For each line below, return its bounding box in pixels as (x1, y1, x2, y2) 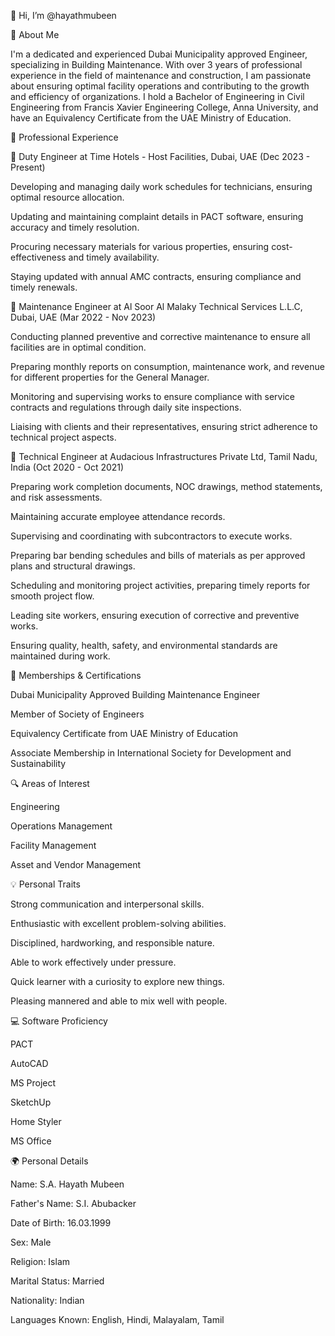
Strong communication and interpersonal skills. (10, 898, 205, 910)
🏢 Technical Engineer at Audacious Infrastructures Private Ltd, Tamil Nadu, (10, 451, 318, 462)
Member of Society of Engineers (10, 708, 145, 720)
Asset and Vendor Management (10, 859, 141, 870)
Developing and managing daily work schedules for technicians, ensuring (10, 181, 313, 192)
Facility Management (10, 840, 97, 851)
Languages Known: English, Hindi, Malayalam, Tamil (10, 1314, 225, 1325)
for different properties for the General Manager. (10, 371, 210, 383)
